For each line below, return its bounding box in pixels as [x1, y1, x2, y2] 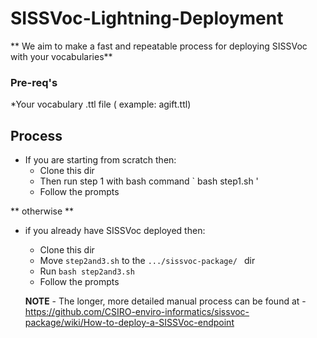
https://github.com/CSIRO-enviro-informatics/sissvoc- [24, 306, 250, 318]
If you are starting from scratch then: [24, 154, 177, 166]
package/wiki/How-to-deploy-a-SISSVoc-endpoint [24, 317, 235, 329]
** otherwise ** [10, 205, 75, 217]
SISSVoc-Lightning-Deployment [10, 7, 284, 30]
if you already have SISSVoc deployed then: [24, 225, 206, 237]
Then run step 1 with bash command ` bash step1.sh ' [39, 175, 259, 187]
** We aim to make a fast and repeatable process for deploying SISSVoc [10, 40, 308, 52]
